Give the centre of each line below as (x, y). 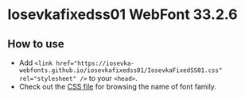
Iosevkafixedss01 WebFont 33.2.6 (122, 15)
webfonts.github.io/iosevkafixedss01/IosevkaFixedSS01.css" (121, 70)
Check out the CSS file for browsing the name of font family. (117, 86)
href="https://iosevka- (95, 63)
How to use (36, 44)
